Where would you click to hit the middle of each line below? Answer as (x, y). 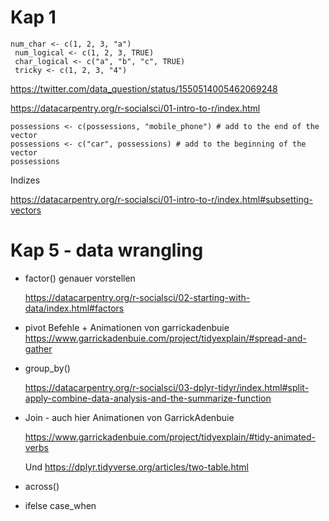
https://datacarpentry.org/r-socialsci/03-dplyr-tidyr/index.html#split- (167, 387)
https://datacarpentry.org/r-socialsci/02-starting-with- (137, 297)
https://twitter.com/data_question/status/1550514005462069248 (144, 88)
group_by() (47, 368)
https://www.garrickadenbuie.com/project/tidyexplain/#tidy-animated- (170, 437)
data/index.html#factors (74, 308)
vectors (26, 210)
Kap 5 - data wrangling (107, 250)
